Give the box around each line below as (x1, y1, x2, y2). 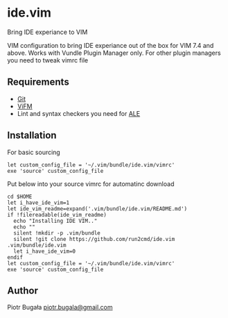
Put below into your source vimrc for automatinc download (7, 179, 175, 188)
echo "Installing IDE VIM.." (13, 217, 98, 224)
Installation (7, 130, 57, 142)
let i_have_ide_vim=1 (7, 199, 70, 206)
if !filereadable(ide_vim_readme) (7, 211, 107, 218)
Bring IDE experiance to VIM (7, 28, 88, 36)
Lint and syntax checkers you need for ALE (17, 109, 141, 117)
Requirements (7, 76, 69, 88)
